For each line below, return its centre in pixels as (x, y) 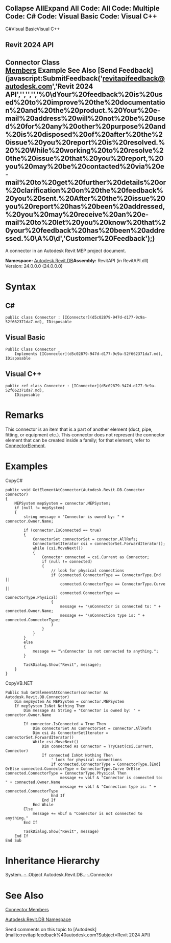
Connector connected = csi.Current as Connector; (95, 557)
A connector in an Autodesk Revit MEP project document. (66, 251)
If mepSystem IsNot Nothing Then (50, 706)
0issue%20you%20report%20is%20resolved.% (85, 142)
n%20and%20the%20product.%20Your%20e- (83, 110)
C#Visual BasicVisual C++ (33, 29)
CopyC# (14, 480)
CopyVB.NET (19, 683)
